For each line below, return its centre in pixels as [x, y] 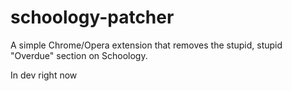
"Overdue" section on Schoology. [79, 55]
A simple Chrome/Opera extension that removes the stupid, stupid [146, 45]
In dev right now [44, 75]
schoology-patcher [92, 17]
